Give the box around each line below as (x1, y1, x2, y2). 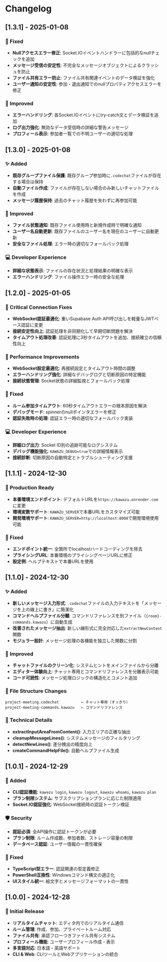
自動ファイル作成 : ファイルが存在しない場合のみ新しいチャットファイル (12, 185, 160, 191)
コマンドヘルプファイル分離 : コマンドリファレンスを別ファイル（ (12, 613, 146, 619)
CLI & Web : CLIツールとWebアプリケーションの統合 (12, 951, 119, 957)
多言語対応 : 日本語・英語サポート (12, 945, 81, 951)
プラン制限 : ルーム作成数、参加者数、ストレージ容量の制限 (12, 835, 133, 841)
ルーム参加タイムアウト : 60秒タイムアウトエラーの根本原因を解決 (12, 402, 147, 408)
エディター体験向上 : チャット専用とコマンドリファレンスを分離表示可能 (12, 668, 159, 674)
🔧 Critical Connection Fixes (5, 304, 72, 311)
